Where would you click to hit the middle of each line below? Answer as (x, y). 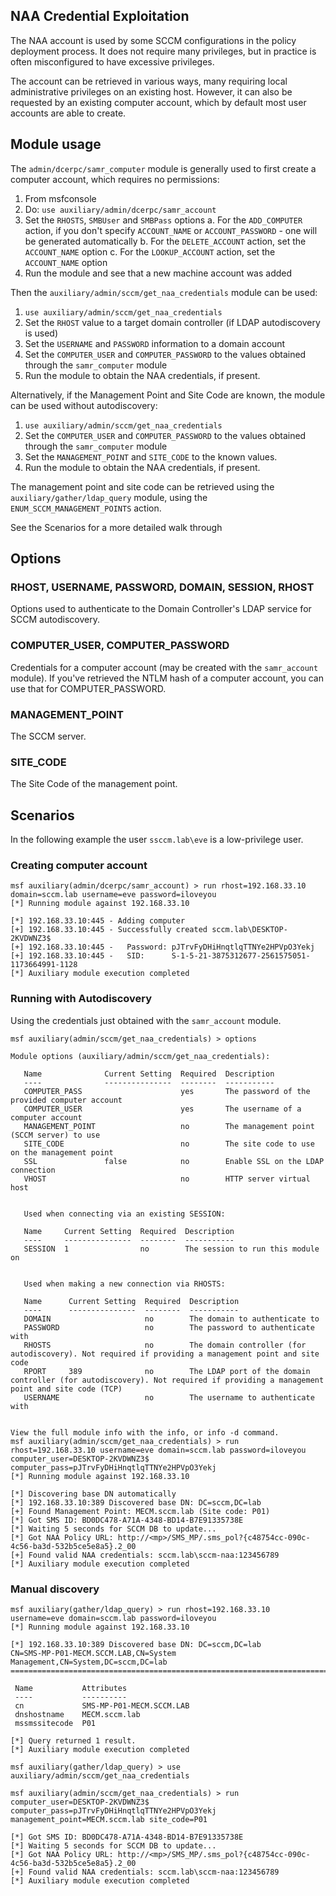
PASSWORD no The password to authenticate (169, 1327)
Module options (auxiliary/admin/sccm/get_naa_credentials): (140, 1056)
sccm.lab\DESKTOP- (249, 930)
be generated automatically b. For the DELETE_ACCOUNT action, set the (165, 241)
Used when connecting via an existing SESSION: (124, 1214)
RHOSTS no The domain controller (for (165, 1345)
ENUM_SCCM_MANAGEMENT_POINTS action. (86, 508)
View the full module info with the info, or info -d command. (145, 1432)
